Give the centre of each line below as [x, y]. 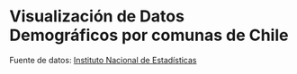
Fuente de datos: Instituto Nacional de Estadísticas [103, 60]
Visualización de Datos [97, 16]
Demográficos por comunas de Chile [149, 35]
